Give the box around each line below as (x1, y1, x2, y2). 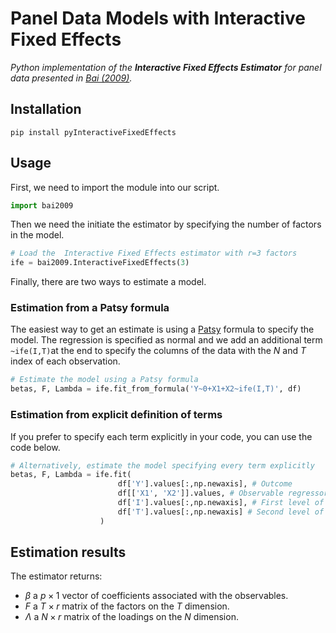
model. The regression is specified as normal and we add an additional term (10, 334, 323, 346)
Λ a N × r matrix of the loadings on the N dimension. (24, 611, 239, 623)
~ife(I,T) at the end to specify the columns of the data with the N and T (10, 345, 307, 357)
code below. (10, 441, 61, 453)
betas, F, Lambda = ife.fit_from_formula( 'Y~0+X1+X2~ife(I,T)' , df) (10, 384, 302, 394)
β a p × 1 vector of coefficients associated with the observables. (24, 590, 289, 602)
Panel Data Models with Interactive (10, 7, 306, 30)
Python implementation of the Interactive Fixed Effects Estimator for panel (10, 61, 322, 73)
